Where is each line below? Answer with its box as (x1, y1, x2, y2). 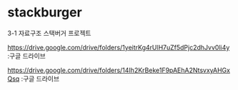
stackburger (7, 4, 82, 21)
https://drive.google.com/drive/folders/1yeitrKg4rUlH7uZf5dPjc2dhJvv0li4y (7, 43, 230, 51)
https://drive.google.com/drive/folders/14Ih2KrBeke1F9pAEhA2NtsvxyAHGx (7, 66, 231, 74)
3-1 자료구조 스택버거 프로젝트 (7, 29, 91, 37)
